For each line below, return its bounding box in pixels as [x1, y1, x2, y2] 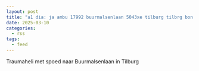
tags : [6, 36, 20, 42]
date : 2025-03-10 [6, 20, 49, 25]
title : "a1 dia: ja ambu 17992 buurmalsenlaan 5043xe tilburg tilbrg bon [6, 14, 194, 20]
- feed [11, 42, 28, 48]
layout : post [6, 8, 39, 15]
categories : [6, 25, 36, 31]
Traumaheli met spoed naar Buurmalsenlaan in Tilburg [6, 57, 139, 65]
